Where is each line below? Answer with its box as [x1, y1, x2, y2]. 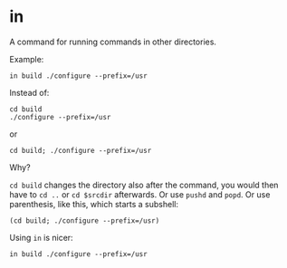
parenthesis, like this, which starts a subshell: [9, 198, 179, 209]
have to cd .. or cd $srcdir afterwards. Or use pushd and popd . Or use [9, 188, 271, 200]
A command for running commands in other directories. [9, 36, 217, 47]
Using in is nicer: [9, 232, 74, 243]
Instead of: [9, 87, 50, 98]
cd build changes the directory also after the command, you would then [9, 179, 279, 190]
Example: [9, 53, 44, 64]
